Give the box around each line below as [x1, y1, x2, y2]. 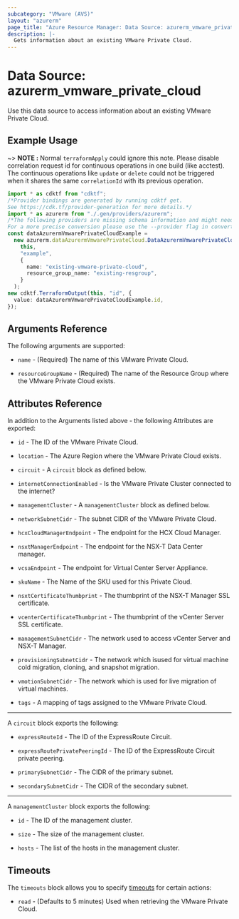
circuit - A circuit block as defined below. [17, 465, 147, 474]
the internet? [17, 487, 55, 496]
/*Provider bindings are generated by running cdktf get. [7, 197, 183, 204]
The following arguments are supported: [7, 342, 126, 350]
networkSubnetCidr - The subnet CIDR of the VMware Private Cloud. [17, 514, 217, 523]
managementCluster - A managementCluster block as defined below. [17, 501, 211, 509]
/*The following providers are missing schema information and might [7, 217, 218, 224]
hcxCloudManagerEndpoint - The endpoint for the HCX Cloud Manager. [17, 529, 222, 537]
